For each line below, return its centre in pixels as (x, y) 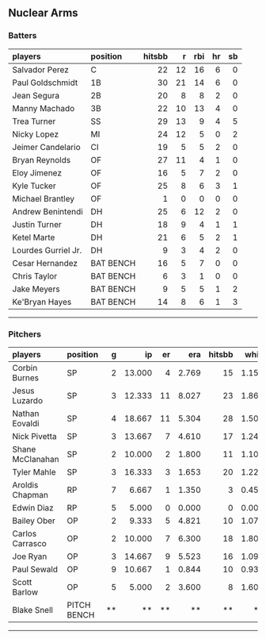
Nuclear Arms (43, 13)
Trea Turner (34, 121)
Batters (23, 36)
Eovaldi (26, 423)
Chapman (30, 495)
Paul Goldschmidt (45, 83)
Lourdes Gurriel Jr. (47, 250)
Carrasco (30, 543)
